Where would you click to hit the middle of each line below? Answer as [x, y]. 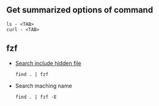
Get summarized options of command [80, 10]
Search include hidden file [48, 63]
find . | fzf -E [36, 97]
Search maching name [43, 86]
